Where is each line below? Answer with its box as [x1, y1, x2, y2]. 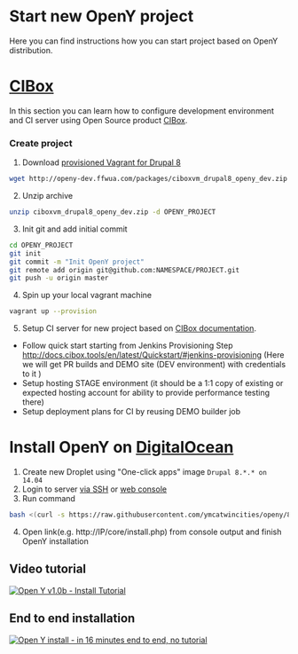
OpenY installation [21, 535, 89, 547]
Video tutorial [9, 562, 87, 577]
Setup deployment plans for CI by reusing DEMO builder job [21, 406, 241, 417]
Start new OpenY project [9, 6, 194, 27]
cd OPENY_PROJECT [9, 240, 74, 249]
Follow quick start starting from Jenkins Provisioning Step [21, 340, 233, 351]
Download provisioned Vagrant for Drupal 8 [21, 157, 182, 168]
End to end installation [9, 611, 136, 626]
